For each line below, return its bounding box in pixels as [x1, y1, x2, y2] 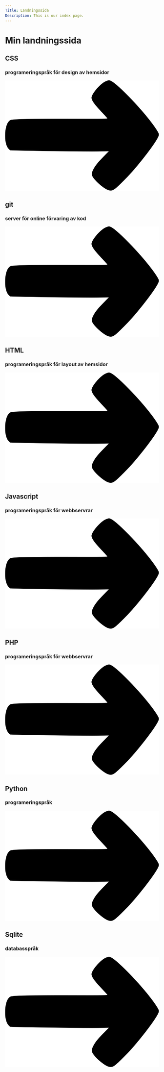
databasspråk [5, 945, 39, 952]
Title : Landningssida [5, 8, 49, 13]
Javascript [5, 493, 39, 501]
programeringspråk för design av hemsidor [5, 69, 110, 75]
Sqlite [5, 930, 23, 939]
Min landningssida [5, 35, 82, 46]
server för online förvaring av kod [5, 215, 86, 222]
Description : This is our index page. [5, 13, 84, 18]
